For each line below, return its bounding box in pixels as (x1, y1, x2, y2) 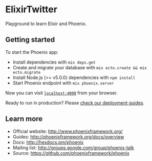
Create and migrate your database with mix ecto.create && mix (12, 64, 147, 70)
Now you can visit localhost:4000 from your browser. (5, 90, 118, 96)
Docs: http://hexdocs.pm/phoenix (12, 139, 84, 145)
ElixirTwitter (5, 4, 58, 15)
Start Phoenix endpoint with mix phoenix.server (12, 79, 114, 86)
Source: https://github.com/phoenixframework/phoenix (12, 150, 129, 156)
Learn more (5, 114, 43, 124)
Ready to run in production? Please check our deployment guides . (5, 99, 145, 106)
